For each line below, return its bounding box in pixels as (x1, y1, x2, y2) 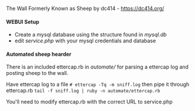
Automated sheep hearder (6, 51, 72, 58)
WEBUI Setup (6, 18, 39, 25)
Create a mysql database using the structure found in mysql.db (14, 31, 167, 38)
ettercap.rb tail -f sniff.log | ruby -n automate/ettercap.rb (6, 87, 160, 94)
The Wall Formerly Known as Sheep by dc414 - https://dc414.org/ (6, 5, 165, 12)
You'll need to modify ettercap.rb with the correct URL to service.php (6, 98, 173, 105)
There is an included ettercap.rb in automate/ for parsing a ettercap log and (6, 63, 189, 70)
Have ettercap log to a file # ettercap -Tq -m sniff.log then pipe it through (6, 81, 190, 88)
